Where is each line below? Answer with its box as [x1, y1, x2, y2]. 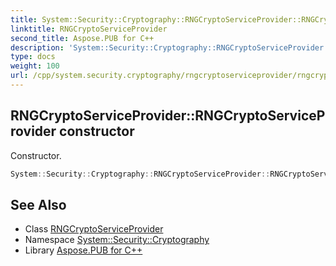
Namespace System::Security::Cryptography [24, 234, 210, 246]
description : [10, 42, 65, 53]
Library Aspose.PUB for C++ [24, 244, 143, 256]
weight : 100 [10, 61, 60, 71]
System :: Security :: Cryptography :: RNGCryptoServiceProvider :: [10, 169, 271, 179]
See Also [10, 196, 67, 213]
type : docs [10, 52, 56, 62]
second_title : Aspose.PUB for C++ [10, 33, 155, 43]
